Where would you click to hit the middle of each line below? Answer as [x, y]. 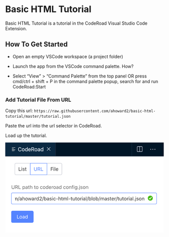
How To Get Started [36, 45]
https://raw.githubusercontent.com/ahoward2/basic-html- [95, 111]
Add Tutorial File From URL [38, 100]
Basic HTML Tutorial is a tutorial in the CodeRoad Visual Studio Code [76, 23]
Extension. [16, 28]
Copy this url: [19, 111]
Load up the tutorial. [26, 136]
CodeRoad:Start [29, 87]
